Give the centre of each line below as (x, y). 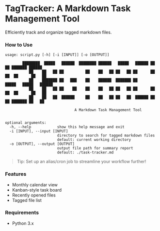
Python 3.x (23, 223)
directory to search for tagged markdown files (106, 136)
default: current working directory (94, 140)
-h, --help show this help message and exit (67, 127)
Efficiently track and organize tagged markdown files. (58, 32)
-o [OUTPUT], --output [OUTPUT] (42, 144)
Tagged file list (27, 200)
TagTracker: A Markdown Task (68, 8)
